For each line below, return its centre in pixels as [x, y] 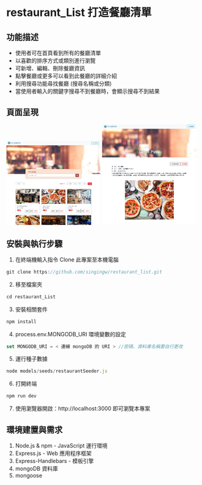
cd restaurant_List [31, 297]
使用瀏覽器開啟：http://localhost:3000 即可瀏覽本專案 [83, 408]
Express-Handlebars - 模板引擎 [55, 461]
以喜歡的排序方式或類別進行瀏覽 [55, 61]
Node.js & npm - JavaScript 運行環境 [61, 446]
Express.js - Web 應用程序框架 [53, 453]
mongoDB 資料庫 [36, 468]
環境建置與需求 [34, 430]
